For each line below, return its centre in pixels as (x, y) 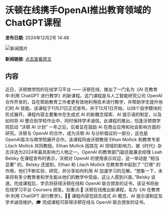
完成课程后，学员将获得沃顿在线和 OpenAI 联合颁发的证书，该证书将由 (86, 183)
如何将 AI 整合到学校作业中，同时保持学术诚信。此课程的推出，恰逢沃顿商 (81, 120)
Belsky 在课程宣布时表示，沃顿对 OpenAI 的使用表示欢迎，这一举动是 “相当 (82, 158)
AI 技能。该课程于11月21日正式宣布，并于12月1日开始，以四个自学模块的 (88, 108)
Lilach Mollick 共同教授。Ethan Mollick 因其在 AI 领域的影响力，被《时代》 (81, 145)
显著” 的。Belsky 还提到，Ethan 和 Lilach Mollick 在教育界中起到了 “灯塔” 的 (83, 164)
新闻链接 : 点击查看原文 (28, 59)
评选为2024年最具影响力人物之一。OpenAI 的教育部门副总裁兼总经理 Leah (86, 152)
